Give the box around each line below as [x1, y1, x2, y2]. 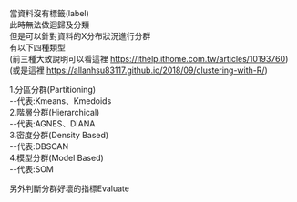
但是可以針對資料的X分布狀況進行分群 [9, 31, 151, 41]
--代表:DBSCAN [9, 141, 69, 152]
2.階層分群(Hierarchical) [9, 107, 100, 117]
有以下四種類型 [9, 42, 66, 53]
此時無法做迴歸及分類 [9, 19, 89, 30]
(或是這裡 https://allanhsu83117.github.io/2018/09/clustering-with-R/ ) [9, 65, 269, 76]
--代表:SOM [9, 164, 55, 175]
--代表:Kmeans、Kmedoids [9, 96, 112, 106]
